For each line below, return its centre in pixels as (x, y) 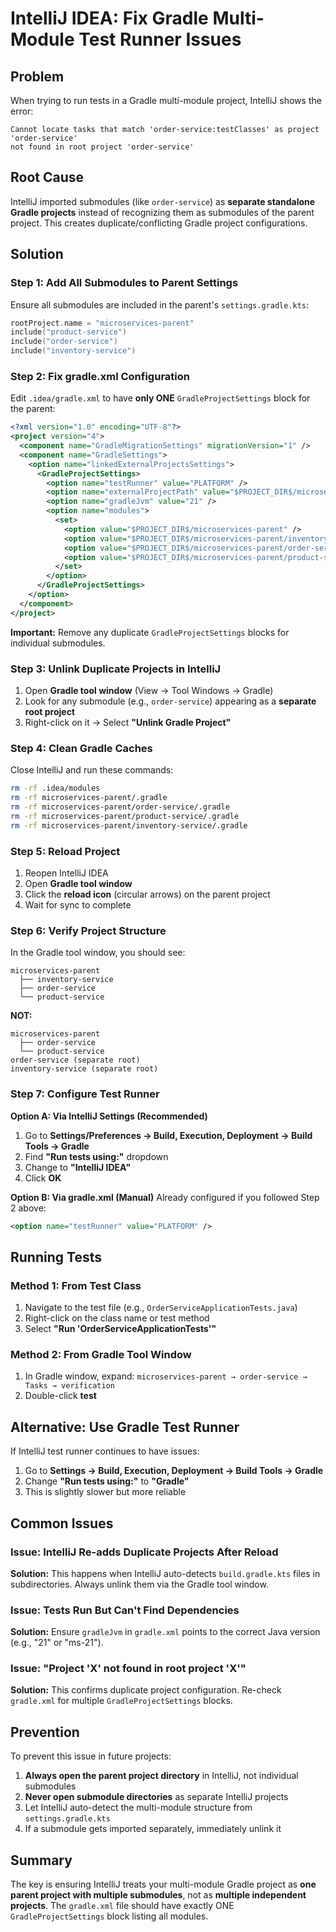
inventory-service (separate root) (84, 1069)
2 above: (28, 1208)
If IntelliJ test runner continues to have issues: (105, 1451)
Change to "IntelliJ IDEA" (78, 1167)
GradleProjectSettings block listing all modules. (109, 1916)
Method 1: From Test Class (76, 1285)
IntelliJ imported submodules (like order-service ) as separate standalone (163, 201)
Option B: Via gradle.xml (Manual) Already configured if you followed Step (165, 1197)
